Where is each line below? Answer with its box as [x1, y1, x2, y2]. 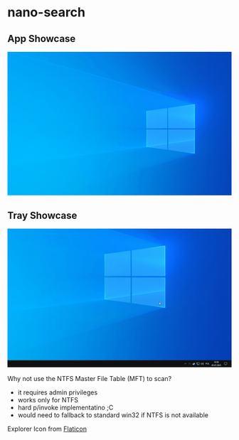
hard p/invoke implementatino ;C [17, 403, 114, 412]
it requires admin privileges [17, 388, 98, 397]
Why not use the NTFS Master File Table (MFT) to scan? [7, 375, 172, 383]
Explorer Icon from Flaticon [7, 424, 87, 434]
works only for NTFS [17, 396, 79, 404]
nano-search [7, 4, 85, 21]
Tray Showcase [7, 209, 78, 221]
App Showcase [7, 33, 76, 45]
